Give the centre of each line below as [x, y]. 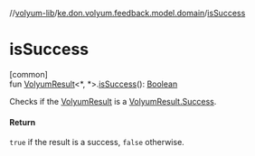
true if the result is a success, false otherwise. [97, 142]
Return [23, 122]
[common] [28, 74]
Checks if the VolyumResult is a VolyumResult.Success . [113, 101]
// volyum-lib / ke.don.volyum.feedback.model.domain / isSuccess [127, 13]
